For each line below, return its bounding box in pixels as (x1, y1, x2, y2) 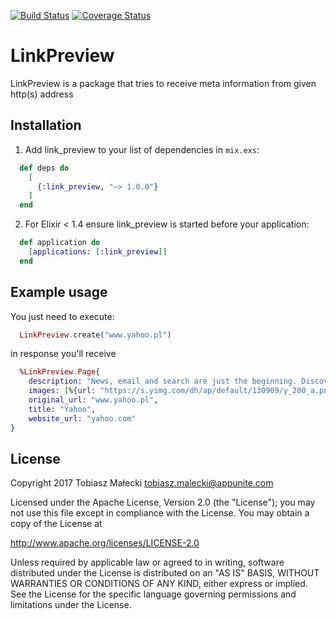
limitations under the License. (10, 599, 132, 611)
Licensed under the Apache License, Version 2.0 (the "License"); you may (10, 496, 316, 509)
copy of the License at (10, 518, 103, 530)
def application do (19, 238, 101, 248)
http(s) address (10, 88, 74, 100)
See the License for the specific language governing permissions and (10, 588, 297, 600)
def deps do (19, 163, 70, 173)
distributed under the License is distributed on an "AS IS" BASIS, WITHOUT (10, 567, 320, 579)
